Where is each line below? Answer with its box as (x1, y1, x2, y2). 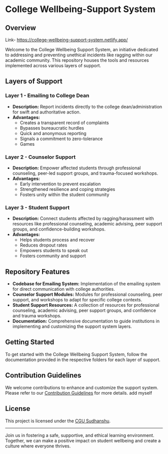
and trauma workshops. (12, 313, 61, 319)
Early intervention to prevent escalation (19, 181, 101, 187)
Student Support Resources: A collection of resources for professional (12, 302, 159, 308)
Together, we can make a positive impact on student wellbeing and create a (5, 437, 161, 443)
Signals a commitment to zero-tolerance (19, 136, 103, 142)
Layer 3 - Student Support (5, 204, 70, 211)
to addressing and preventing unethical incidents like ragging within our (5, 52, 152, 58)
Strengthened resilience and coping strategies (19, 186, 115, 192)
